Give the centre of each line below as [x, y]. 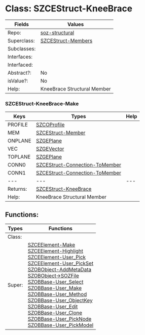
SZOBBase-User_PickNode [60, 319]
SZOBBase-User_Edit [53, 307]
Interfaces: [20, 56]
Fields [21, 24]
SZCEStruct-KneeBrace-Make [42, 103]
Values [76, 24]
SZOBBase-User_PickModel [61, 325]
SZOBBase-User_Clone [55, 313]
